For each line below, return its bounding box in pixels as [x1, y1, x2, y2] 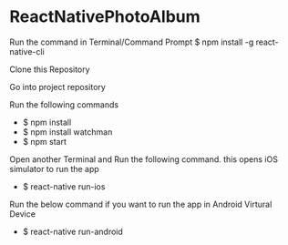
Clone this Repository [9, 64, 90, 75]
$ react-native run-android [22, 226, 123, 237]
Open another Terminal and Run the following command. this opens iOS [9, 153, 278, 165]
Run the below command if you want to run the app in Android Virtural [9, 199, 273, 209]
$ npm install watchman [22, 126, 113, 138]
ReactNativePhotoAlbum [9, 6, 201, 27]
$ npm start [22, 136, 67, 147]
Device [9, 208, 36, 219]
